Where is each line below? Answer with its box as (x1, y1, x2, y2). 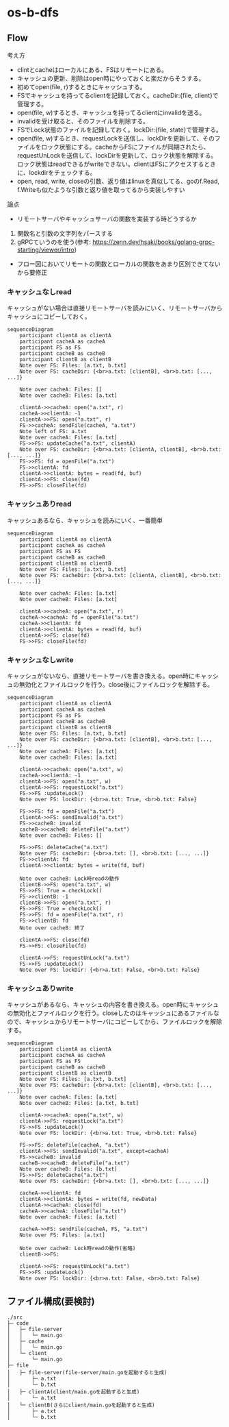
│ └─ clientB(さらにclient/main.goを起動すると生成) (7, 1402, 155, 1408)
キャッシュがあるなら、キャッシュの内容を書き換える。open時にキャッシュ (7, 1001, 219, 1009)
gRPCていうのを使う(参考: (16, 238, 91, 246)
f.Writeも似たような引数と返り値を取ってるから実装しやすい (16, 186, 186, 193)
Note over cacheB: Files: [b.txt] (19, 1166, 118, 1173)
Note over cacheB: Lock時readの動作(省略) (19, 1245, 136, 1252)
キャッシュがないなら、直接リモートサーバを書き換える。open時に (7, 672, 195, 680)
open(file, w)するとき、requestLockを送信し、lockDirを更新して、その (16, 134, 215, 142)
